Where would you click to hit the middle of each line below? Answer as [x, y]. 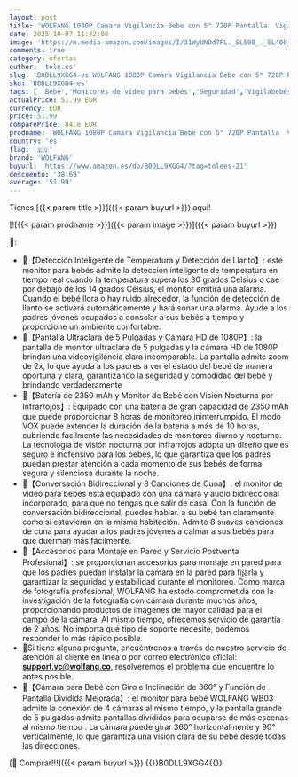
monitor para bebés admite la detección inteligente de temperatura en [150, 271]
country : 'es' [35, 141]
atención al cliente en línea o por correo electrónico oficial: [129, 657]
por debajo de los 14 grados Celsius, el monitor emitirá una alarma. [144, 289]
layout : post [33, 17]
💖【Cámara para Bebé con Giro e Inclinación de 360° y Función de [144, 687]
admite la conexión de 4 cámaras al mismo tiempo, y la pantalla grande [152, 708]
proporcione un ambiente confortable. [91, 327]
